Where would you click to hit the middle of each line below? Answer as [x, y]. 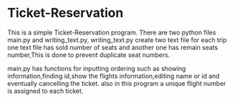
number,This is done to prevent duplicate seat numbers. [89, 55]
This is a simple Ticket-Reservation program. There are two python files [112, 32]
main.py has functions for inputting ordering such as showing [96, 68]
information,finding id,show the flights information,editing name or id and [114, 76]
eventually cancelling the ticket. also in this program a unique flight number [117, 83]
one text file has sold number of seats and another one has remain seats [113, 47]
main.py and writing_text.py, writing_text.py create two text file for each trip [117, 39]
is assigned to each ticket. [45, 91]
